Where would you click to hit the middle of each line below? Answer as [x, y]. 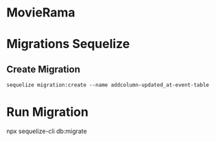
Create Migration [43, 69]
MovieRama [41, 13]
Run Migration [47, 112]
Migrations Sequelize [68, 44]
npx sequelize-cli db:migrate [47, 131]
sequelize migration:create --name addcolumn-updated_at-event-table [108, 85]
